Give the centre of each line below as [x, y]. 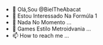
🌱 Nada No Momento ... [42, 22]
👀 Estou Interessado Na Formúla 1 [55, 16]
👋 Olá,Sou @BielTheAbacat [46, 9]
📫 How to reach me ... [40, 36]
